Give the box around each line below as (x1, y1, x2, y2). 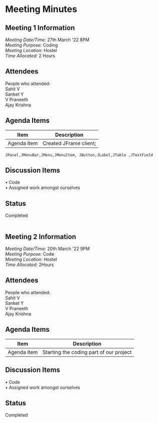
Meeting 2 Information (5, 232, 76, 241)
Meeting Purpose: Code (5, 251, 54, 257)
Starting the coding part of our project (42, 348, 132, 355)
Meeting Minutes (5, 4, 77, 15)
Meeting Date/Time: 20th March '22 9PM (5, 246, 90, 252)
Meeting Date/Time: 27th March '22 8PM (5, 37, 90, 43)
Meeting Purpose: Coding (5, 42, 58, 48)
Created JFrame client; (42, 139, 96, 146)
